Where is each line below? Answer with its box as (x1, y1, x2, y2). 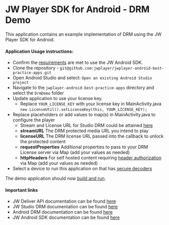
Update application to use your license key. (12, 95, 103, 102)
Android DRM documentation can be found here (12, 209, 113, 215)
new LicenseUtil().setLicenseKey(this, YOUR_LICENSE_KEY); (20, 107, 148, 112)
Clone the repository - (12, 65, 59, 71)
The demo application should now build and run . (5, 175, 106, 181)
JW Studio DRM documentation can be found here (12, 204, 118, 210)
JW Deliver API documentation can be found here (12, 198, 116, 204)
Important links (5, 187, 38, 193)
